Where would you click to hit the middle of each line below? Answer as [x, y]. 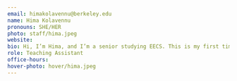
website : [20, 40]
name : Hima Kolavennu [39, 20]
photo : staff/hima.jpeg [42, 33]
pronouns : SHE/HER [34, 27]
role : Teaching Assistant [45, 54]
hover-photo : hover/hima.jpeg [52, 66]
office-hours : [28, 60]
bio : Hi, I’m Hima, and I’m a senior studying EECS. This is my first [113, 46]
